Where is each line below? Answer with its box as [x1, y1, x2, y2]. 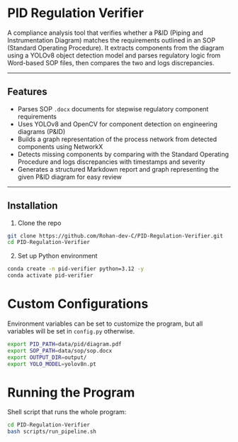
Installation [7, 200, 58, 212]
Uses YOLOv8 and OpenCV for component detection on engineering [17, 119, 218, 128]
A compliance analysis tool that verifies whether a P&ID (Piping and [7, 28, 203, 37]
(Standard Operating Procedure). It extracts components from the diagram [7, 43, 225, 52]
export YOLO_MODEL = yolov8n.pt [7, 360, 97, 368]
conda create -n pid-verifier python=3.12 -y [7, 265, 144, 272]
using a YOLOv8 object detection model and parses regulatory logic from [7, 51, 221, 60]
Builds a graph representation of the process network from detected [17, 135, 217, 143]
